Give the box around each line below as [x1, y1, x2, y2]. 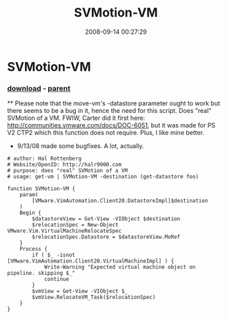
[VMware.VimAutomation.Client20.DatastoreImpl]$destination [32, 198, 208, 205]
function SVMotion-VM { [7, 185, 76, 192]
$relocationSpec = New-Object [32, 222, 119, 229]
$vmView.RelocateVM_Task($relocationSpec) [32, 294, 156, 301]
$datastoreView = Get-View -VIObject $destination [32, 216, 181, 223]
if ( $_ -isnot [32, 251, 76, 259]
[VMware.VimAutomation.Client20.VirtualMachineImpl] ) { [7, 258, 175, 265]
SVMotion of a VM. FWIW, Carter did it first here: [7, 114, 146, 122]
